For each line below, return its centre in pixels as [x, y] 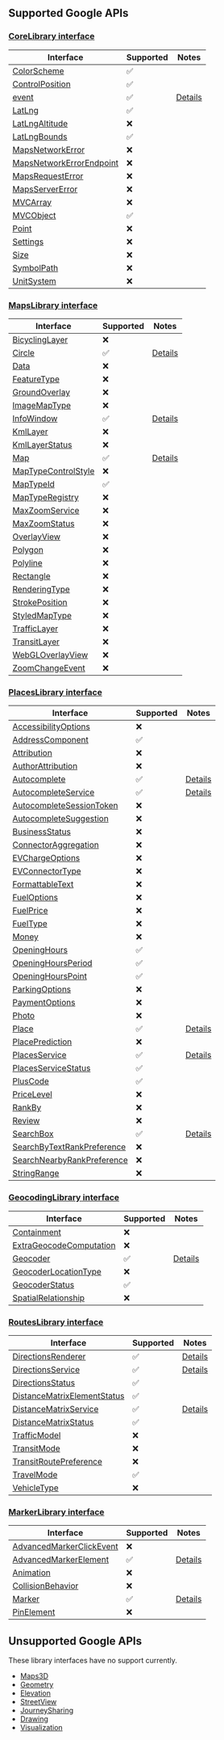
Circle [23, 352]
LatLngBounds [40, 137]
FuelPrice [30, 911]
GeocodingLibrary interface [64, 1198]
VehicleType [35, 1488]
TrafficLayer [35, 628]
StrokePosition [40, 602]
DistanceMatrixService [56, 1409]
